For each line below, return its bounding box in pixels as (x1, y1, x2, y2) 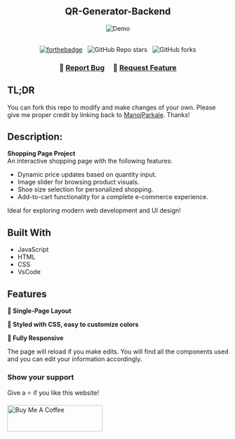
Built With (7, 227, 51, 238)
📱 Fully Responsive (7, 333, 64, 342)
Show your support (7, 372, 74, 381)
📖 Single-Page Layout (7, 306, 72, 315)
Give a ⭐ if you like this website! (7, 389, 100, 397)
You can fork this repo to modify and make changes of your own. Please (7, 103, 216, 112)
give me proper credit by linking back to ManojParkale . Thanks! (7, 110, 191, 119)
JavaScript (17, 245, 49, 254)
